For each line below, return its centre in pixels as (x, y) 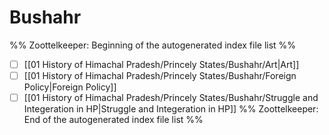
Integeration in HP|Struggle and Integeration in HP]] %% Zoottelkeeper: (171, 109)
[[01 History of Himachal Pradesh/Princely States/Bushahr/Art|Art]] (161, 64)
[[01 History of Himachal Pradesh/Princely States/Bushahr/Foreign (160, 75)
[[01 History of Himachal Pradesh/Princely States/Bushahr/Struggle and (171, 98)
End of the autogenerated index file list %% (113, 120)
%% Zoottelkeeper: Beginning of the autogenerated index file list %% (153, 45)
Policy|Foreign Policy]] (70, 87)
